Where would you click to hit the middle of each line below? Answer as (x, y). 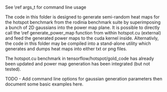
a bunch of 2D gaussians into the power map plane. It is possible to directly (83, 27)
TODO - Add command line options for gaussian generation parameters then (84, 79)
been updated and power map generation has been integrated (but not (78, 64)
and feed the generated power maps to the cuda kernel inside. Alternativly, (82, 38)
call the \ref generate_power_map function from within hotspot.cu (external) (83, 33)
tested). (13, 69)
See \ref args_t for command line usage (46, 7)
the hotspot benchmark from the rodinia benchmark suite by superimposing (83, 22)
